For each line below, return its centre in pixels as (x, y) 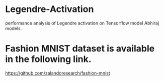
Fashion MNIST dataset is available (80, 49)
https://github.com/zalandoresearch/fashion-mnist (58, 73)
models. (14, 28)
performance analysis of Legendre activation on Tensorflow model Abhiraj (82, 23)
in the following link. (48, 59)
